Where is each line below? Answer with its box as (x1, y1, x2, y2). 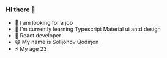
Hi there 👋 (6, 5, 36, 14)
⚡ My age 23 (14, 45, 47, 53)
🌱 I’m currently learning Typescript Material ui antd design (14, 25, 161, 33)
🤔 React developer (14, 32, 62, 39)
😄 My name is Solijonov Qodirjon (14, 39, 99, 46)
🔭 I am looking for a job (14, 19, 73, 27)
